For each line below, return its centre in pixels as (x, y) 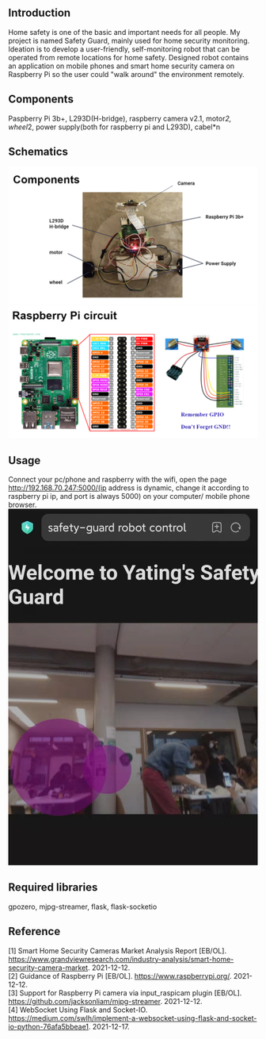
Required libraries (53, 888)
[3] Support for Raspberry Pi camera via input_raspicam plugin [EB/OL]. (125, 993)
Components (41, 100)
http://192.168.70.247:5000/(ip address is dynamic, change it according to (129, 488)
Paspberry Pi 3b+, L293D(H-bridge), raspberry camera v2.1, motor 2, (120, 118)
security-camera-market (48, 968)
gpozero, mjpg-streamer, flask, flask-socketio (83, 907)
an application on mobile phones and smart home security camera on (122, 66)
